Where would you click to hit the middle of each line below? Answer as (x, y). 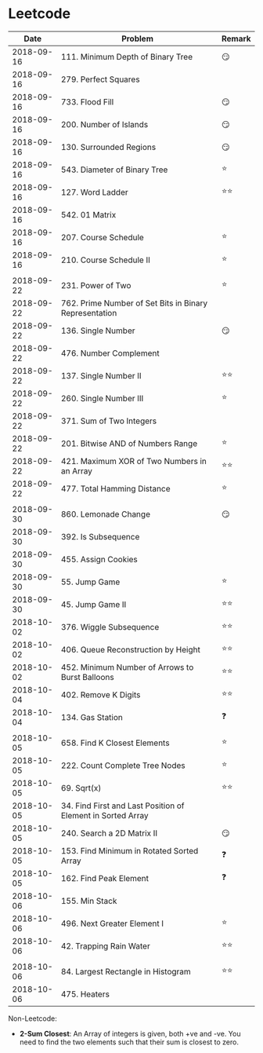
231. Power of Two (96, 285)
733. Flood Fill (87, 101)
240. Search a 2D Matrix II (109, 833)
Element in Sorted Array (104, 815)
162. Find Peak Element (105, 878)
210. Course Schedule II (106, 260)
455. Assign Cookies (99, 559)
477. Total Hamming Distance (115, 488)
